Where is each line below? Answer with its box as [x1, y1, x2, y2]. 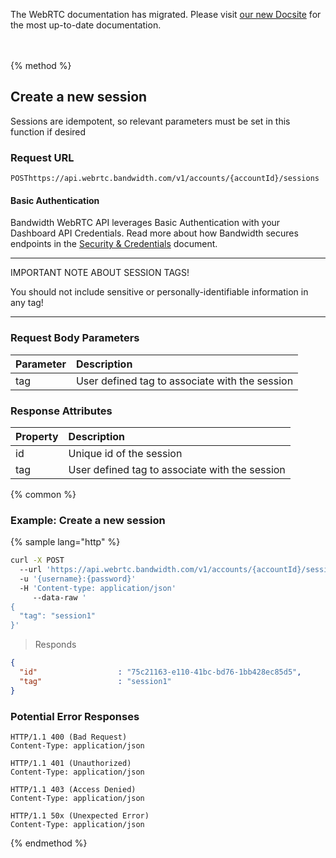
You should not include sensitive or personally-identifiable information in [10, 286, 309, 298]
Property [15, 429, 59, 443]
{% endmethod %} [10, 837, 88, 849]
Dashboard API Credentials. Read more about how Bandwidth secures [10, 227, 299, 239]
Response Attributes [10, 404, 113, 418]
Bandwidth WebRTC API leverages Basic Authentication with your [10, 217, 281, 229]
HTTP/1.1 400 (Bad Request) [10, 732, 128, 742]
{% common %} [10, 488, 77, 500]
